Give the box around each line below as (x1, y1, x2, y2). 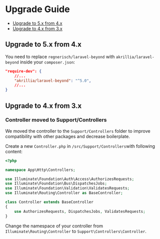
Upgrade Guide (5, 4, 70, 15)
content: (5, 148, 23, 154)
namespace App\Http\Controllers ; (5, 167, 76, 172)
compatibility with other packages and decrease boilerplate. (5, 133, 130, 139)
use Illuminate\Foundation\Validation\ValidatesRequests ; (5, 186, 130, 191)
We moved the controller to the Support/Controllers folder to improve (5, 128, 150, 134)
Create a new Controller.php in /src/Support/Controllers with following (5, 143, 155, 149)
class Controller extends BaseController (5, 200, 94, 205)
